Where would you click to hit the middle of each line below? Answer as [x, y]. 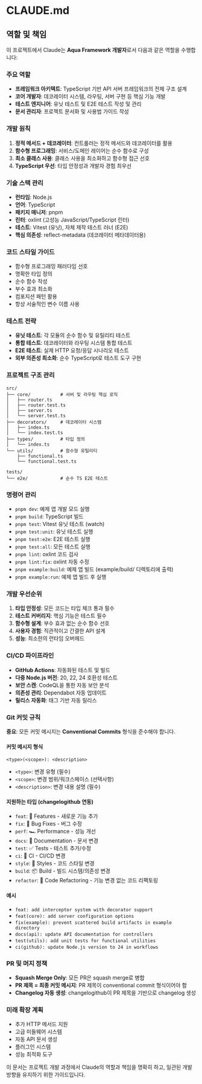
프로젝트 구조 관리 [31, 375]
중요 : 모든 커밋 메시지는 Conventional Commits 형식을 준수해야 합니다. [91, 731]
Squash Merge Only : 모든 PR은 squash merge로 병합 [80, 977]
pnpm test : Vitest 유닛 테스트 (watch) [60, 524]
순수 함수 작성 [31, 281]
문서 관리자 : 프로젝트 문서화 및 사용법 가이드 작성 [72, 112]
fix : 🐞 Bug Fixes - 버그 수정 [49, 824]
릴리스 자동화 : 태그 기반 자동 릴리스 [56, 700]
